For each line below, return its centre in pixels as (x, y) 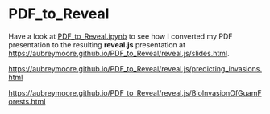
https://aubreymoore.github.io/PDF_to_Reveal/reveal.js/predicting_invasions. (135, 68)
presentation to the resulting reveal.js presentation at (97, 44)
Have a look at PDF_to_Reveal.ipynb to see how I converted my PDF (120, 36)
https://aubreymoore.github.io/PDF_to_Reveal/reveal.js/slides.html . (119, 53)
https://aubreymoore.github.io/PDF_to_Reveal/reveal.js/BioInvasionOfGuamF (135, 92)
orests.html (27, 101)
